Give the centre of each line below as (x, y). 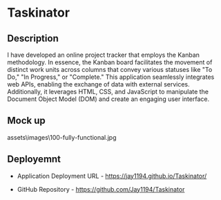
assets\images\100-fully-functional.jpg (62, 137)
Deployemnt (34, 160)
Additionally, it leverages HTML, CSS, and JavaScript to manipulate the (108, 92)
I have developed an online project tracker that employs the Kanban (104, 55)
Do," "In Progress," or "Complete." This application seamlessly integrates (111, 77)
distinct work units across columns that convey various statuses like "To (110, 70)
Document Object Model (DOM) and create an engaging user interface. (108, 99)
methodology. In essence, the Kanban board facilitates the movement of (110, 62)
